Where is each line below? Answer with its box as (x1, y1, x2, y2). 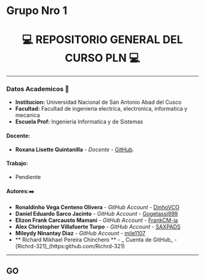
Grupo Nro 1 (6, 4, 68, 18)
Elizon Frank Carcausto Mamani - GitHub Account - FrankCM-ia (15, 216, 178, 224)
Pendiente (15, 173, 41, 180)
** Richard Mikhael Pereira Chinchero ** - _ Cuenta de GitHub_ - (15, 236, 178, 243)
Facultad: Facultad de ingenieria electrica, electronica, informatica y (15, 105, 188, 112)
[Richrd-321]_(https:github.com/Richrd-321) (15, 243, 125, 250)
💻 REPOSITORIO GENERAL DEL (22, 33, 183, 46)
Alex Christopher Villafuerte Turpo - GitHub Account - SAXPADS (15, 223, 181, 230)
